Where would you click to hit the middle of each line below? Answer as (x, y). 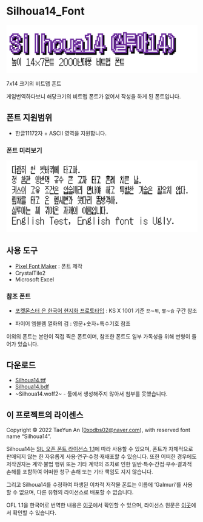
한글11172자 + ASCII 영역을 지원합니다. (61, 133)
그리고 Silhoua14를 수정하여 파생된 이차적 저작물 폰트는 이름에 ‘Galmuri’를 (94, 484)
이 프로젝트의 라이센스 (45, 415)
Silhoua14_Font (45, 11)
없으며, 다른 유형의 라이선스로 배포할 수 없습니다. (76, 492)
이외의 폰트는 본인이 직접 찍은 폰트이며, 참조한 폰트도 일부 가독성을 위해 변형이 (98, 337)
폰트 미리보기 (24, 151)
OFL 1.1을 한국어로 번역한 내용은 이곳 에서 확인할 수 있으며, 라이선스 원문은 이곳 (99, 505)
